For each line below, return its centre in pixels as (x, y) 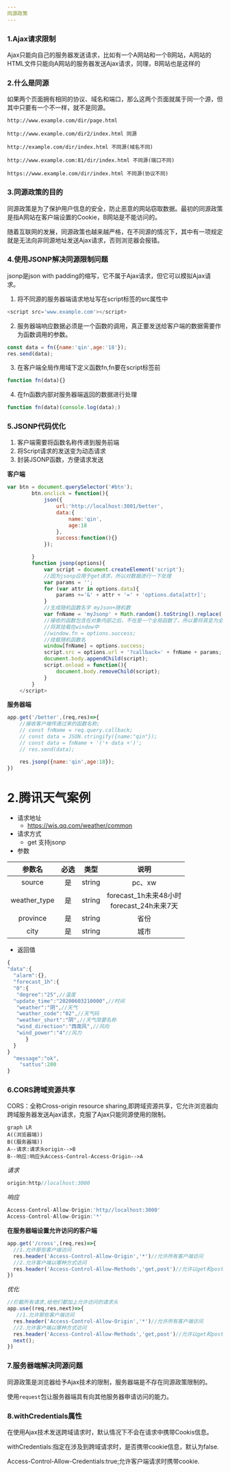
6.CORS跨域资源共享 (41, 1090)
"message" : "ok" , (36, 1058)
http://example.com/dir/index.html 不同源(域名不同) (80, 147)
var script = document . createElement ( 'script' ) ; (114, 569)
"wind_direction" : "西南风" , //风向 (63, 1027)
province (32, 919)
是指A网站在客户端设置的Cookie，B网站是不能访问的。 (84, 217)
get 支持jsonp (47, 843)
